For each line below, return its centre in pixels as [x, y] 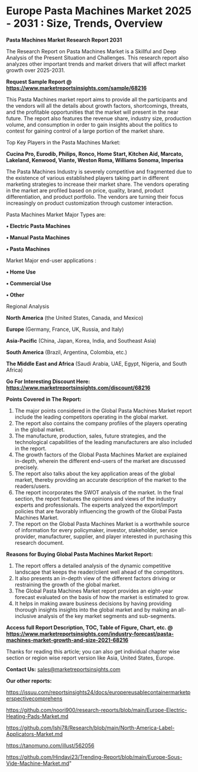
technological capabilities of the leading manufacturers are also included [103, 442]
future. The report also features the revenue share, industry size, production [99, 118]
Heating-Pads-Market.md [38, 716]
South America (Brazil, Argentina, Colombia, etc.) [67, 352]
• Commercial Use [29, 283]
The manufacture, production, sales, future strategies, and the [90, 436]
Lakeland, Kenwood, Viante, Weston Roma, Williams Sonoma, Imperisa [95, 160]
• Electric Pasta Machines [38, 226]
